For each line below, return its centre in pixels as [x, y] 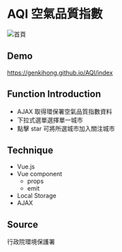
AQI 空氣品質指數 [55, 14]
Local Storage [36, 196]
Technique [30, 150]
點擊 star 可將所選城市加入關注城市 [66, 128]
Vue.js [26, 167]
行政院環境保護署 [31, 242]
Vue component [40, 174]
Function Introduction [54, 94]
